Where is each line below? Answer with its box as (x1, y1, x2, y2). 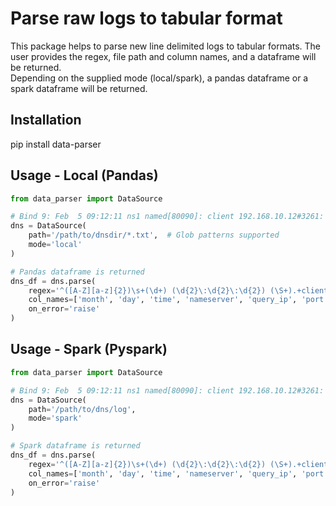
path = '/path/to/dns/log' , (28, 404, 137, 414)
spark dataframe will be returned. (10, 82, 148, 94)
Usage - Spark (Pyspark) (10, 341, 168, 358)
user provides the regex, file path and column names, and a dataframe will (10, 50, 317, 62)
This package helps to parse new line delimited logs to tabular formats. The (10, 40, 322, 52)
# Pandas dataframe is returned (10, 267, 145, 277)
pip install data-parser (10, 138, 102, 150)
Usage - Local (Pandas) (10, 167, 159, 184)
